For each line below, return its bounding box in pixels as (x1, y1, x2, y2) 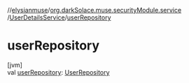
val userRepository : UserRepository (7, 68, 110, 76)
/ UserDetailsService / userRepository (7, 13, 111, 22)
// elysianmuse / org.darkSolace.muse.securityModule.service (7, 6, 182, 14)
